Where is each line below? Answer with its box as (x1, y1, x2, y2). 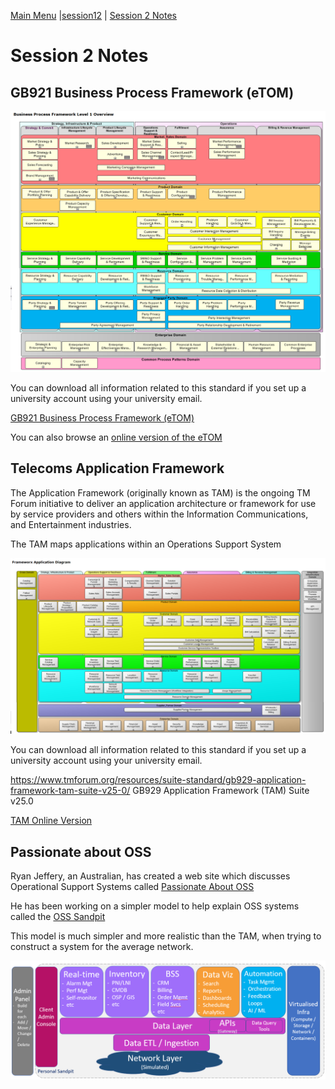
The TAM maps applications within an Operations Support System (10, 538, 282, 550)
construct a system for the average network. (10, 941, 194, 953)
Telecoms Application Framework (10, 460, 225, 477)
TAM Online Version (10, 815, 93, 827)
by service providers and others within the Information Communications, (10, 508, 309, 520)
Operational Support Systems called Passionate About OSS (10, 881, 255, 893)
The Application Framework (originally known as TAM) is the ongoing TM (10, 486, 311, 499)
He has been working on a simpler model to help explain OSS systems (10, 900, 300, 912)
